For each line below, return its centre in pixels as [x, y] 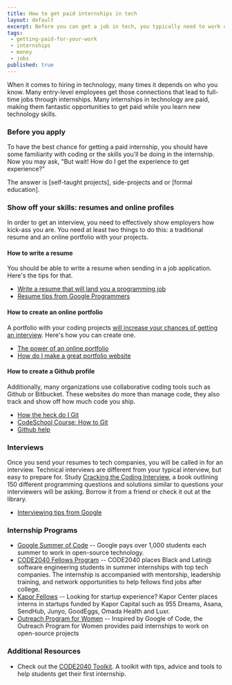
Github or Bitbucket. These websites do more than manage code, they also [114, 394]
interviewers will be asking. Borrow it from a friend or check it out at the [109, 492]
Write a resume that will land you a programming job [91, 289]
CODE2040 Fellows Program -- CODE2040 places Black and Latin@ [114, 560]
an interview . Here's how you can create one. [71, 335]
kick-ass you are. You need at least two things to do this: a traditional [105, 230]
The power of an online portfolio [63, 348]
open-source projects [48, 633]
